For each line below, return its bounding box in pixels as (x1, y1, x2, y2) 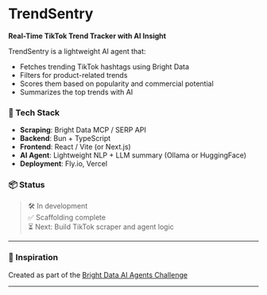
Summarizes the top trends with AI (19, 87, 133, 96)
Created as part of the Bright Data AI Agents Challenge (8, 270, 188, 279)
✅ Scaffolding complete (27, 212, 106, 222)
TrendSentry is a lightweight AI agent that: (8, 46, 146, 56)
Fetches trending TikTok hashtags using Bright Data (19, 61, 189, 72)
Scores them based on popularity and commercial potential (19, 79, 215, 88)
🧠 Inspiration (8, 252, 58, 263)
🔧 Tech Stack (8, 107, 60, 118)
